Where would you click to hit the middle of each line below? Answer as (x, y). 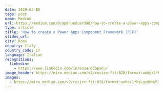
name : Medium (18, 18)
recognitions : (20, 59)
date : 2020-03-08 (23, 9)
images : (13, 77)
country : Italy (20, 46)
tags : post (16, 14)
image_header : (20, 73)
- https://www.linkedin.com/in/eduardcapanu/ (61, 69)
